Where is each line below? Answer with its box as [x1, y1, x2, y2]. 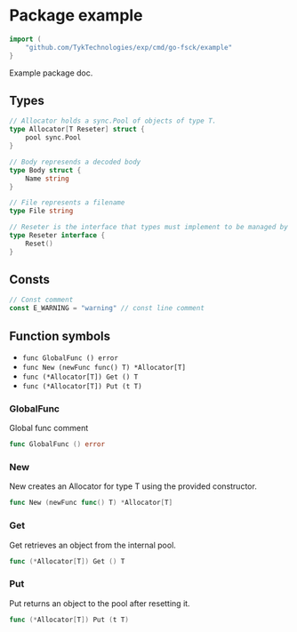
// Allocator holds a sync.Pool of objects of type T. [9, 116, 217, 125]
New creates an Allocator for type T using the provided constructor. [9, 481, 258, 492]
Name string [25, 174, 69, 183]
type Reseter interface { [9, 231, 105, 240]
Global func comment [9, 423, 89, 434]
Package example [9, 5, 144, 26]
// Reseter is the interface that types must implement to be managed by [9, 223, 289, 232]
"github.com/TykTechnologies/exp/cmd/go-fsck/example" [25, 43, 233, 52]
